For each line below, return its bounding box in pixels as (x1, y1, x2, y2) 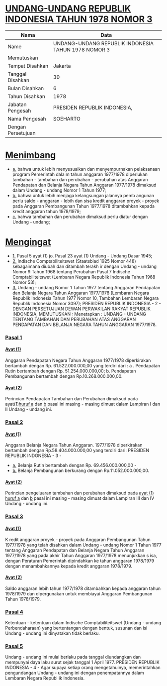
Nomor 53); (12, 279, 36, 285)
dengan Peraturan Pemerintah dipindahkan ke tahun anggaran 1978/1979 (5, 558, 155, 564)
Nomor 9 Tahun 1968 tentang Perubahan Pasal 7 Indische (12, 268, 131, 274)
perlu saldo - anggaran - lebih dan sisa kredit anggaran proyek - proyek (12, 198, 160, 204)
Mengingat (5, 236, 51, 248)
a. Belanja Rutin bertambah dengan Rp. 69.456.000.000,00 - (12, 462, 137, 468)
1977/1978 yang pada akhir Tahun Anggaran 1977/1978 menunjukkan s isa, (5, 552, 158, 558)
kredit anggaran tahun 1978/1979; (12, 208, 81, 214)
